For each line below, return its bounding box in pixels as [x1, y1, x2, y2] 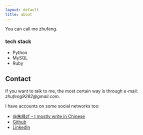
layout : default [5, 7, 39, 12]
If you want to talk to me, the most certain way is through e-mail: [5, 88, 138, 94]
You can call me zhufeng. [5, 25, 57, 31]
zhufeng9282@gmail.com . [5, 93, 60, 99]
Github [12, 118, 26, 125]
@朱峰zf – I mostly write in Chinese [12, 113, 85, 119]
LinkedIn [12, 124, 30, 130]
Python [12, 49, 27, 55]
